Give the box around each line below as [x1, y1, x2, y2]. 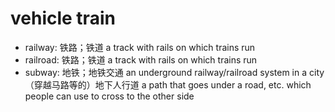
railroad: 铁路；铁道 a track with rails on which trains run [24, 53, 258, 66]
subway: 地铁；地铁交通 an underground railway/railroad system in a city [24, 66, 325, 78]
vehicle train [10, 7, 116, 30]
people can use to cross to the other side [24, 90, 195, 102]
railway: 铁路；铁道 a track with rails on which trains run [24, 41, 256, 53]
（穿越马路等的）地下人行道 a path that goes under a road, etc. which [24, 78, 312, 91]
